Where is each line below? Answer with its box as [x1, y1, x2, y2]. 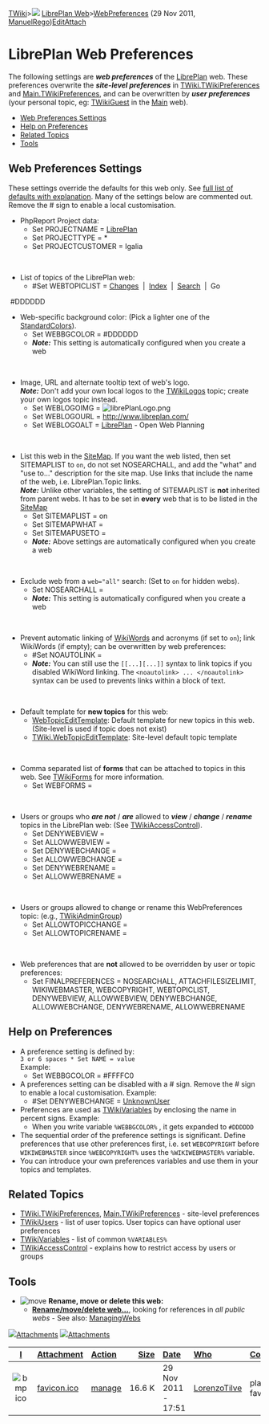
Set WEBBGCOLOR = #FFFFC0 [31, 1071, 134, 1080]
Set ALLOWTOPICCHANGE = [31, 920, 128, 929]
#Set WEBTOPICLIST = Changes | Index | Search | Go [31, 281, 221, 291]
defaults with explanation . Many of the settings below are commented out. [8, 191, 254, 201]
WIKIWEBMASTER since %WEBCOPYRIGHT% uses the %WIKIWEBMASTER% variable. [19, 1147, 255, 1157]
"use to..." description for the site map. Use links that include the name [19, 468, 254, 478]
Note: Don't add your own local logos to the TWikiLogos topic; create [19, 386, 250, 395]
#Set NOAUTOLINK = [31, 650, 102, 659]
